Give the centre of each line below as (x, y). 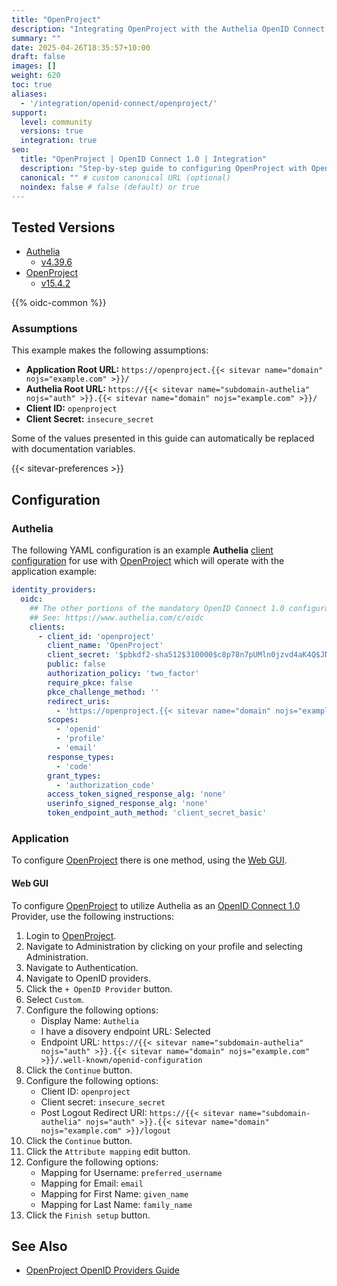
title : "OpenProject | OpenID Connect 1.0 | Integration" (144, 159)
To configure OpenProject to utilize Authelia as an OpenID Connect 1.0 (156, 905)
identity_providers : (54, 590)
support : (29, 112)
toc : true (32, 85)
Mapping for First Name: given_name (114, 1193)
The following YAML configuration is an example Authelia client (142, 550)
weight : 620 (36, 76)
